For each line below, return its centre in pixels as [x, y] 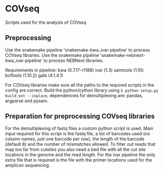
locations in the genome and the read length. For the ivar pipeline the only [80, 155]
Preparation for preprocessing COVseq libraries [80, 116]
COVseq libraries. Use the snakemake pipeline [52, 55]
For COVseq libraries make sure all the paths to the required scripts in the [80, 85]
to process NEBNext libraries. [74, 60]
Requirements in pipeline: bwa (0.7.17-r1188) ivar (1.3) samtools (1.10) [75, 70]
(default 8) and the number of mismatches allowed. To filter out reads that [80, 144]
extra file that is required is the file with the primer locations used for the [79, 160]
